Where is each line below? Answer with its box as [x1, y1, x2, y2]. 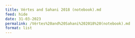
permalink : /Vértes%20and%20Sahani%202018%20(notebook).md [5, 21, 131, 26]
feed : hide [5, 12, 28, 17]
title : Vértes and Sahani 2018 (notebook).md [5, 7, 101, 12]
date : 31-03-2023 [5, 16, 41, 21]
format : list [5, 26, 32, 31]
